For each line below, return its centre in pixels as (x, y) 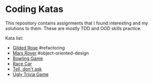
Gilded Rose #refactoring (39, 47)
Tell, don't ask (27, 69)
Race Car (22, 63)
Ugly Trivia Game (31, 74)
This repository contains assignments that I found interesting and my (76, 23)
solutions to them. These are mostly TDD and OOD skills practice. (73, 28)
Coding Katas (34, 9)
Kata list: (14, 38)
